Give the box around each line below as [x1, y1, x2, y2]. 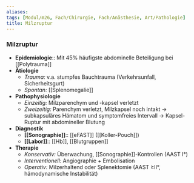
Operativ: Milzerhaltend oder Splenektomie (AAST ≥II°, [24, 163, 161, 170]
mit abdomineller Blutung [42, 118, 105, 125]
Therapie [15, 144, 39, 151]
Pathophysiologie [15, 92, 61, 100]
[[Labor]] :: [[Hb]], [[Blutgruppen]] [24, 138, 109, 145]
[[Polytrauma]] [15, 60, 52, 67]
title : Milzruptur [6, 20, 53, 26]
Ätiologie [15, 67, 39, 74]
